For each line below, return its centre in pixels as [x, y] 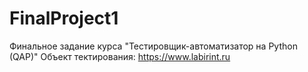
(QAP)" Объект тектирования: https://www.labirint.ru [120, 56]
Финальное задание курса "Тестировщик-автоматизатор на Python [153, 46]
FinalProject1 [64, 18]
